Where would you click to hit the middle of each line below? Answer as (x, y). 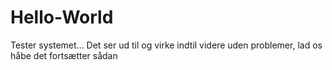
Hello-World (62, 17)
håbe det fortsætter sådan (64, 55)
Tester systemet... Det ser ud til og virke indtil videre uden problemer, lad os (166, 45)
